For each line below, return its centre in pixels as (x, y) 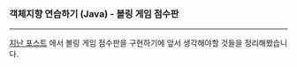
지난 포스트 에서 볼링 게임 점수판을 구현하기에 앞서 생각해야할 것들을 (126, 43)
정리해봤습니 (266, 43)
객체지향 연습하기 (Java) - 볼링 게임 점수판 (94, 13)
